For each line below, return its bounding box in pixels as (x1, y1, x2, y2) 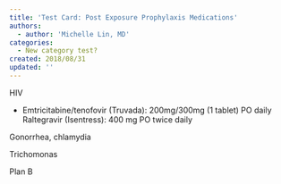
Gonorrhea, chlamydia (9, 131, 91, 142)
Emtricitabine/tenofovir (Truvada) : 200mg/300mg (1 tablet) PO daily (21, 105, 272, 115)
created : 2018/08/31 (9, 54, 87, 63)
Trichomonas (9, 148, 58, 159)
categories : (9, 38, 54, 47)
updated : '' (9, 63, 54, 72)
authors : (9, 21, 42, 30)
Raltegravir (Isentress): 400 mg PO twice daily (21, 113, 193, 125)
